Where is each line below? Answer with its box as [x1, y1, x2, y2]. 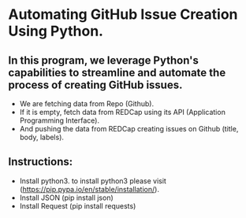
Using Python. [8, 22, 104, 40]
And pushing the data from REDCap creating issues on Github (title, [19, 124, 239, 133]
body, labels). [19, 132, 65, 142]
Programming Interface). [19, 116, 100, 125]
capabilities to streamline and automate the [8, 65, 226, 79]
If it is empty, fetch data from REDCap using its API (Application [19, 108, 226, 116]
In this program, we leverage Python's [8, 54, 199, 67]
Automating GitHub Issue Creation [8, 6, 238, 24]
